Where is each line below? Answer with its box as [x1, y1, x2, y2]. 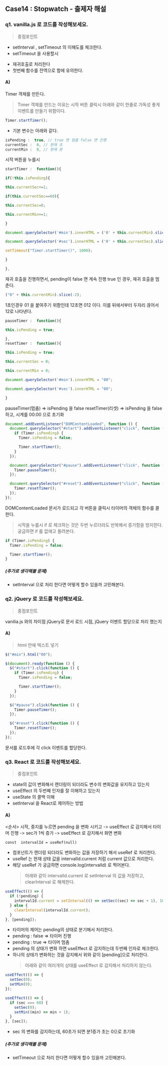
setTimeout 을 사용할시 [12, 50, 58, 56]
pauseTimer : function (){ [5, 318, 61, 323]
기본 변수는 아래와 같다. [12, 127, 58, 134]
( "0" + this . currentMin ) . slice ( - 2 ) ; [5, 292, 81, 297]
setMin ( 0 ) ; [9, 982, 32, 987]
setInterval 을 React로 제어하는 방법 [12, 800, 83, 807]
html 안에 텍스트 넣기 [17, 642, 59, 648]
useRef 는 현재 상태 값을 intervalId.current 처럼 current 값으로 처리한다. [12, 856, 154, 862]
